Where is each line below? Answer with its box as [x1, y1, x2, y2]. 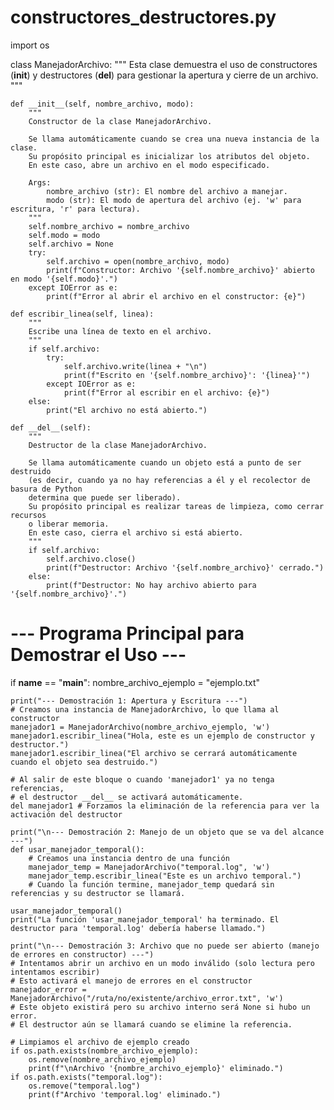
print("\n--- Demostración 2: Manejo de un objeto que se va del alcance [10, 827, 325, 837]
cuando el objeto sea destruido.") [10, 757, 159, 767]
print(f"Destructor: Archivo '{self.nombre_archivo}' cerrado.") [46, 562, 325, 573]
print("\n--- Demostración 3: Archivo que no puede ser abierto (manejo [10, 941, 320, 951]
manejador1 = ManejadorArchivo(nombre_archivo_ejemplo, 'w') [10, 722, 271, 732]
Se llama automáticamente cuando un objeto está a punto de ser [28, 457, 302, 468]
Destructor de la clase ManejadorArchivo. [28, 440, 208, 450]
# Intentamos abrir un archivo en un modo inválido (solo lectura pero [10, 958, 315, 968]
